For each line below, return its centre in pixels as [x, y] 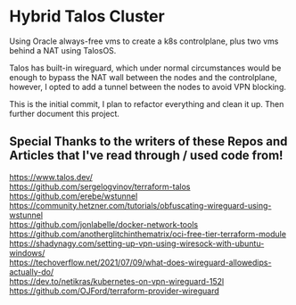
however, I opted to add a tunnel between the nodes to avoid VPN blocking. [148, 87]
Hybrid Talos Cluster [87, 16]
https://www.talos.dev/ [51, 177]
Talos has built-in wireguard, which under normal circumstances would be [145, 68]
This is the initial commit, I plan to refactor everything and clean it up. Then [147, 103]
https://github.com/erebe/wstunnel [74, 196]
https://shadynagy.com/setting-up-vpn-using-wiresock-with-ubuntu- [137, 243]
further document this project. [65, 113]
